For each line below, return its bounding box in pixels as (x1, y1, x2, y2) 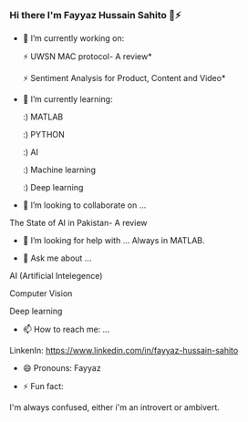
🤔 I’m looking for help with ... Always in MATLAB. (22, 235, 205, 246)
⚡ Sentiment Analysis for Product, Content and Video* (22, 73, 226, 84)
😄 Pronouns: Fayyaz (22, 363, 102, 374)
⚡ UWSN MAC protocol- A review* (22, 51, 152, 62)
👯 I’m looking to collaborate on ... (22, 200, 147, 211)
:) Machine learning (22, 164, 96, 176)
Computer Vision (9, 288, 73, 299)
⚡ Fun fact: (22, 381, 64, 392)
